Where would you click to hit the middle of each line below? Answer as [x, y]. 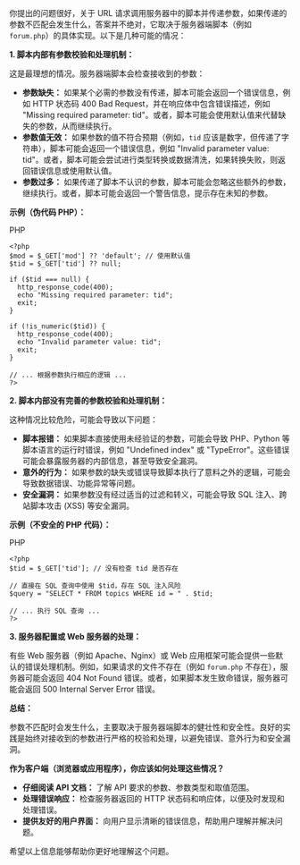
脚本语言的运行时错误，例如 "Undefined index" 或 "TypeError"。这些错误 [156, 449]
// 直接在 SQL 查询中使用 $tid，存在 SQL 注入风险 [95, 586]
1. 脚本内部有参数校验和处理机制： [72, 55]
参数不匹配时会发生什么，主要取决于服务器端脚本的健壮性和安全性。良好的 [146, 727]
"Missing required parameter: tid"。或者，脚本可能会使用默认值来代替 [150, 115]
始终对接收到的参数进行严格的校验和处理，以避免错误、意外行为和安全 [154, 738]
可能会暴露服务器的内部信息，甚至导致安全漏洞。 [112, 461]
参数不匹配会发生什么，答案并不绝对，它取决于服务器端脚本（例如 [130, 24]
